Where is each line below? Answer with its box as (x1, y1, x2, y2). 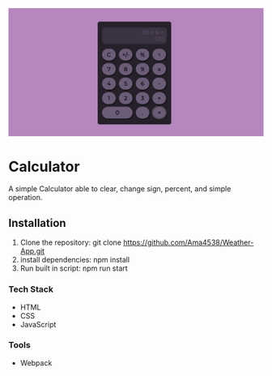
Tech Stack (8, 284, 54, 295)
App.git (19, 246, 45, 256)
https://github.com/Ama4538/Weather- (122, 237, 254, 247)
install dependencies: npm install (19, 255, 130, 265)
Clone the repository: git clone (19, 237, 121, 247)
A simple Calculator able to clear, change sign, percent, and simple (8, 184, 232, 194)
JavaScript (19, 319, 57, 329)
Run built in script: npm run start (19, 263, 128, 273)
